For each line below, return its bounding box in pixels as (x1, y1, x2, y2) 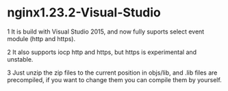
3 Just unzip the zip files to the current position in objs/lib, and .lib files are (7, 68, 218, 77)
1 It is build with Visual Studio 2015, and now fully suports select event (7, 27, 205, 36)
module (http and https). (7, 34, 76, 42)
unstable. (7, 55, 34, 63)
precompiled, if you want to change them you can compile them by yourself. (7, 75, 223, 83)
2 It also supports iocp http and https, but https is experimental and (7, 48, 197, 56)
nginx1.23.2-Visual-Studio (7, 5, 161, 21)
